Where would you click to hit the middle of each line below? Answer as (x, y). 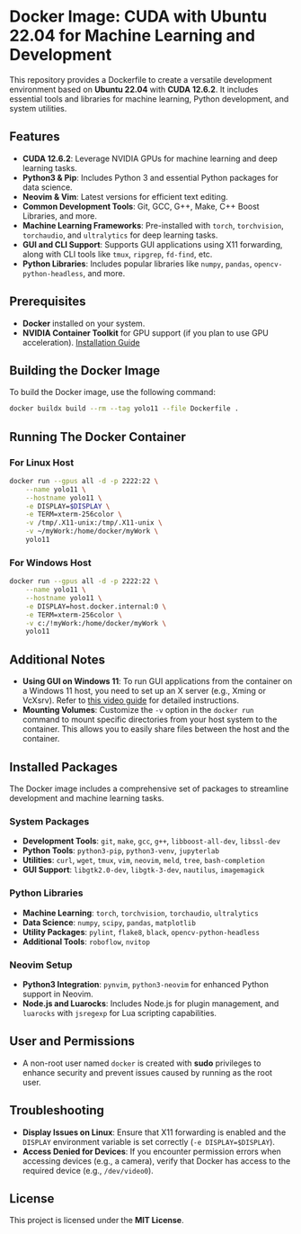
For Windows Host (50, 563)
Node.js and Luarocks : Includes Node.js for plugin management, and (150, 1003)
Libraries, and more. (59, 216)
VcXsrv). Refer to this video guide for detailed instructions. (131, 700)
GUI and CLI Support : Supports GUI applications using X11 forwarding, (152, 244)
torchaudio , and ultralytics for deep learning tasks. (120, 235)
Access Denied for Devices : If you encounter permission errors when (151, 1151)
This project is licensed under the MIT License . (97, 1220)
